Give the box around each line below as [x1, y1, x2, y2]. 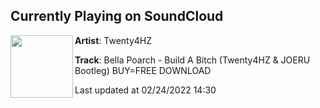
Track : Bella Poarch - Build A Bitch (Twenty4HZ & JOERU [74, 54, 311, 66]
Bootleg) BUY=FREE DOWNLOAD [74, 64, 212, 76]
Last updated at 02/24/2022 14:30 [74, 84, 217, 96]
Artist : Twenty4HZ [74, 34, 153, 46]
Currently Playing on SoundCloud [10, 8, 224, 25]
